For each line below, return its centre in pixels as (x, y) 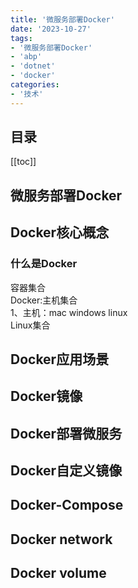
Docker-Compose (67, 505)
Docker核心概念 (60, 232)
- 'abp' (26, 57)
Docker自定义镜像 (66, 471)
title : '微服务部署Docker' (62, 19)
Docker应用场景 (60, 359)
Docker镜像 (46, 396)
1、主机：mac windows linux (69, 312)
